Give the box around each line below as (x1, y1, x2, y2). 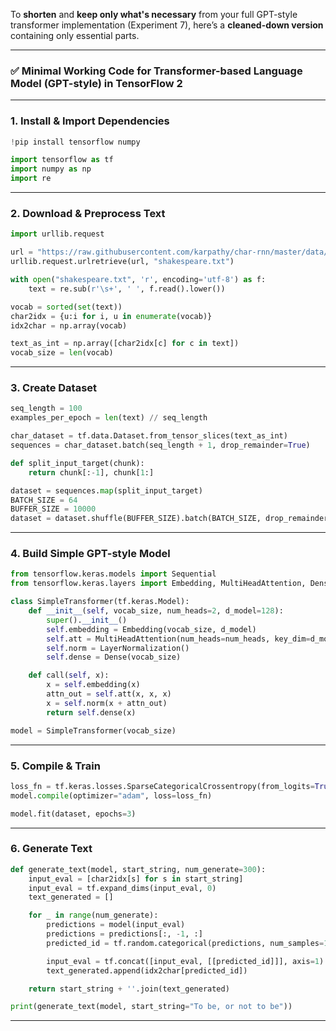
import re (10, 174, 52, 184)
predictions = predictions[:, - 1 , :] (46, 929, 203, 939)
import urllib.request (10, 229, 105, 239)
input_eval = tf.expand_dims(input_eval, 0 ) (28, 883, 217, 893)
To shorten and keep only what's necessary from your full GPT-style (10, 9, 298, 20)
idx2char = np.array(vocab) (10, 320, 128, 331)
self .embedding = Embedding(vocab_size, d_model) (46, 624, 257, 634)
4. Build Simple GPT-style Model (10, 547, 171, 561)
